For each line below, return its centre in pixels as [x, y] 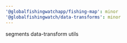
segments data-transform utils [42, 34]
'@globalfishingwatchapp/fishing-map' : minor [62, 11]
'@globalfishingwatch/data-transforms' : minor [63, 17]
